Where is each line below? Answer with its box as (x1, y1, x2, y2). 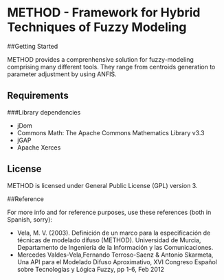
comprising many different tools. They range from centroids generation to (7, 62, 216, 71)
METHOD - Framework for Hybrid (7, 5, 201, 21)
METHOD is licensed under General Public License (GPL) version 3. (7, 181, 198, 189)
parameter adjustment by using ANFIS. (7, 70, 117, 78)
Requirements (7, 90, 69, 102)
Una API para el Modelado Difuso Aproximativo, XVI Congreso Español (16, 257, 218, 266)
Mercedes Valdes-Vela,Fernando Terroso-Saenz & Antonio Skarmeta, (16, 250, 214, 259)
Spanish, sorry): (7, 215, 53, 224)
